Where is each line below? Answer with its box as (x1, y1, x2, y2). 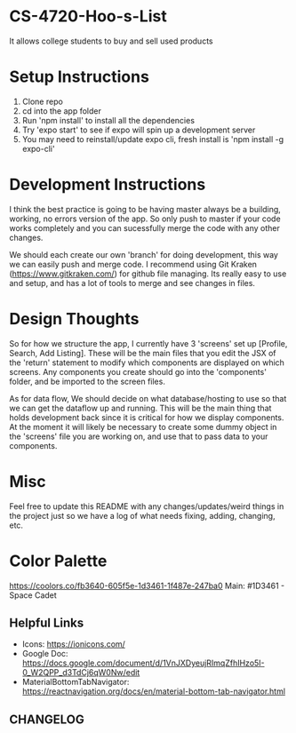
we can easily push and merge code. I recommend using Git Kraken (9, 259, 258, 269)
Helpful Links (9, 616, 84, 631)
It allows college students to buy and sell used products (9, 36, 213, 46)
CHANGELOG (9, 712, 84, 727)
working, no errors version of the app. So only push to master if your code (9, 213, 282, 224)
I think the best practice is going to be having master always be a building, (9, 203, 282, 214)
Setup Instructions (9, 67, 149, 87)
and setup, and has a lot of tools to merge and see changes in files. (9, 277, 256, 288)
